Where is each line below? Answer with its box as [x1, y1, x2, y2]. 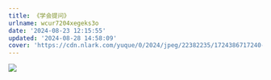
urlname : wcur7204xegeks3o [8, 19, 99, 27]
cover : [8, 42, 31, 50]
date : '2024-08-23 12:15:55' [8, 26, 106, 34]
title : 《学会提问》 [8, 11, 70, 20]
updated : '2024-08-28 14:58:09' [8, 34, 117, 42]
